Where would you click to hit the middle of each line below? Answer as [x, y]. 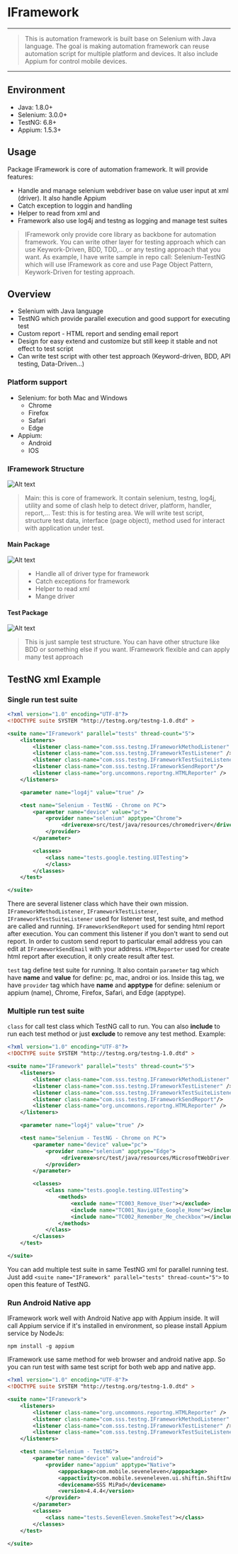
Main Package [29, 544]
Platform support [37, 382]
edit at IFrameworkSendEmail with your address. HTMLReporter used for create [119, 949]
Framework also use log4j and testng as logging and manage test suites [123, 220]
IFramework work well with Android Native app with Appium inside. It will [113, 1318]
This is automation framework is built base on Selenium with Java [120, 38]
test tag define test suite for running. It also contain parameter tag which [113, 970]
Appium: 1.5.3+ [39, 130]
